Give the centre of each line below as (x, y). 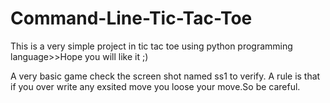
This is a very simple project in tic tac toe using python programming (151, 46)
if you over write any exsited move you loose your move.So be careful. (155, 86)
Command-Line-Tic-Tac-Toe (131, 18)
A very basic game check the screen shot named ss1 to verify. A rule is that (165, 76)
